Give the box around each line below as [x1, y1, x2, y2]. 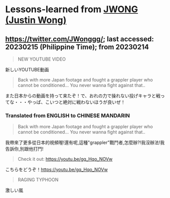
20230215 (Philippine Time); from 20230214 [5, 42, 149, 51]
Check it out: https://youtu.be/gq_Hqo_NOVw [17, 156, 113, 162]
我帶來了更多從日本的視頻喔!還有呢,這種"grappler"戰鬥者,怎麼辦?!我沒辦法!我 [5, 139, 165, 146]
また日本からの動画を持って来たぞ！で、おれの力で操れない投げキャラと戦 [5, 93, 161, 99]
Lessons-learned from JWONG [5, 4, 138, 15]
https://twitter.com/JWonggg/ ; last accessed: [5, 35, 154, 43]
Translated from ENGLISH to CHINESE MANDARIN [5, 112, 130, 119]
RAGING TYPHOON [17, 177, 59, 183]
